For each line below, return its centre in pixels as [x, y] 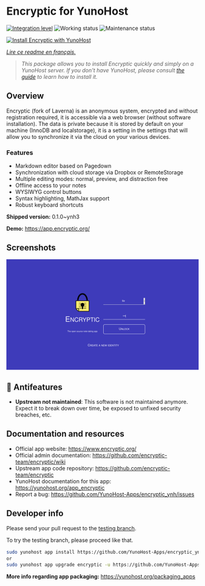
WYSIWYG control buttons [48, 192]
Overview [25, 96]
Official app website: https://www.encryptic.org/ [76, 448]
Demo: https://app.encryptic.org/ [48, 229]
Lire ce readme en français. [41, 52]
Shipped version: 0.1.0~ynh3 [43, 217]
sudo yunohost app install [41, 552]
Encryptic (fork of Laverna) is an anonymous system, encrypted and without [102, 111]
